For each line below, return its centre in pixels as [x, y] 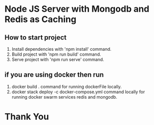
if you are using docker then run [54, 75]
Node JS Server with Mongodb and [77, 9]
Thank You [27, 117]
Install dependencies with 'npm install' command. [62, 49]
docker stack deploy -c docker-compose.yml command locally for [78, 92]
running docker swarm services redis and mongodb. [65, 97]
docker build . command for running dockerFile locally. [66, 86]
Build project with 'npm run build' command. [56, 54]
